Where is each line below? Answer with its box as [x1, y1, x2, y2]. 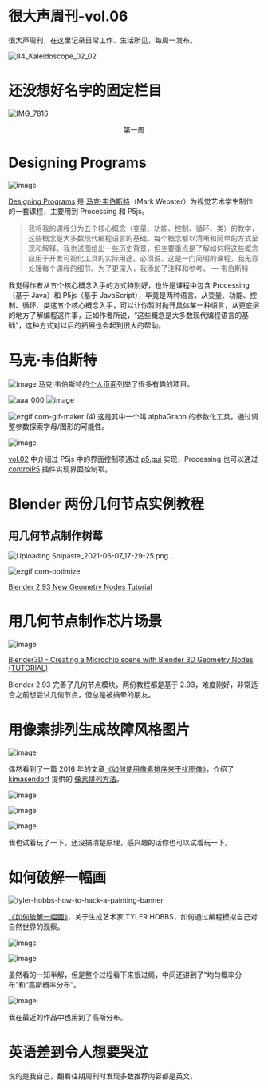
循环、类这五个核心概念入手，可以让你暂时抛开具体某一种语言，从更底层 [22, 300, 260, 310]
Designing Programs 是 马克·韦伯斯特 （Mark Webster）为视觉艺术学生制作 [8, 197, 254, 206]
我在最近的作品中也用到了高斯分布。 [8, 1012, 128, 1022]
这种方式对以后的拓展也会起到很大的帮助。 [25, 320, 166, 330]
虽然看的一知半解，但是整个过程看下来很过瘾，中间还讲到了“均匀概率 [8, 970, 235, 979]
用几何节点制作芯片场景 [8, 612, 163, 630]
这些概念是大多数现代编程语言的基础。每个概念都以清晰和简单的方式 [27, 233, 252, 243]
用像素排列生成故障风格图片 [8, 721, 191, 739]
